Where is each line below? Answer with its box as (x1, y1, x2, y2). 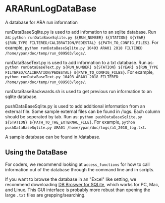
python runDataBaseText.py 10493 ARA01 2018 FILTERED (5, 74, 119, 79)
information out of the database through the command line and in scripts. (5, 166, 155, 172)
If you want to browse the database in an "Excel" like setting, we (5, 176, 137, 182)
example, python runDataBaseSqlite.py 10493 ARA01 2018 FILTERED (5, 45, 143, 51)
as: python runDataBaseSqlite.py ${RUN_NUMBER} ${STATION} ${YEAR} (5, 34, 146, 40)
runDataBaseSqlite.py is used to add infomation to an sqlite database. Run (5, 29, 156, 35)
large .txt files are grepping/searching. (5, 192, 86, 198)
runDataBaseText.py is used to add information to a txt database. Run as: (5, 59, 154, 65)
